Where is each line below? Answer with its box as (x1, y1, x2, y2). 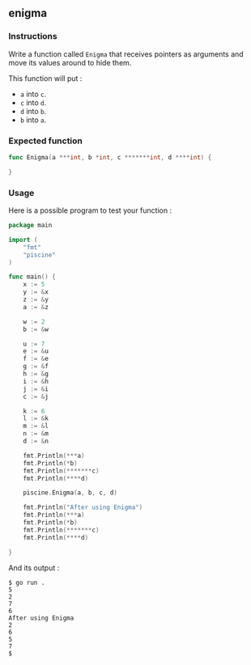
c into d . (19, 97, 47, 108)
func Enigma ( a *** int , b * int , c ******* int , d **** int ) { (8, 153, 212, 161)
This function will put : (8, 73, 83, 83)
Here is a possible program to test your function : (8, 205, 172, 215)
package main (8, 222, 53, 230)
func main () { (8, 273, 57, 282)
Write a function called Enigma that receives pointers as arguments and (8, 49, 245, 59)
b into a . (19, 115, 47, 125)
